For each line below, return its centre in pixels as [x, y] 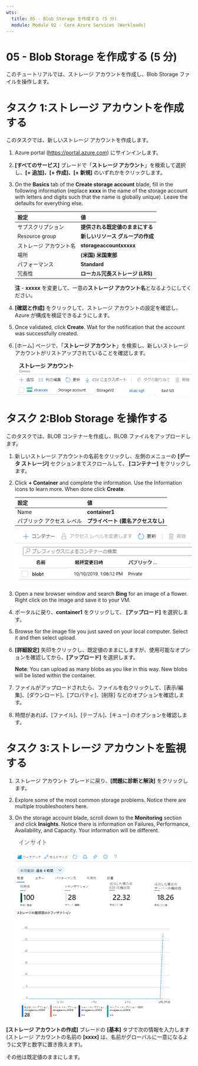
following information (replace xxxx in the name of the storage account [101, 191]
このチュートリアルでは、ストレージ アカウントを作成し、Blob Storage [92, 75]
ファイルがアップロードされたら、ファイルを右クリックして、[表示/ [96, 688]
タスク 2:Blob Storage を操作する [87, 419]
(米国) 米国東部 [99, 255]
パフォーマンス [36, 264]
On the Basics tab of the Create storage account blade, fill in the [94, 185]
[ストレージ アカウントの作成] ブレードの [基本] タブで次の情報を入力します [98, 1029]
